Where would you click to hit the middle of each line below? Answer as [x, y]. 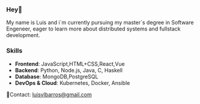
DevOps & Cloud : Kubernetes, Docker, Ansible [72, 82]
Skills [14, 51]
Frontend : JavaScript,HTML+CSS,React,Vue [70, 64]
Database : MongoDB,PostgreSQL [56, 77]
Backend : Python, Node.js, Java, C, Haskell [69, 70]
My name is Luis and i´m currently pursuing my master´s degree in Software [100, 23]
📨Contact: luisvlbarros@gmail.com [49, 94]
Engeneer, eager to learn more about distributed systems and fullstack [93, 29]
